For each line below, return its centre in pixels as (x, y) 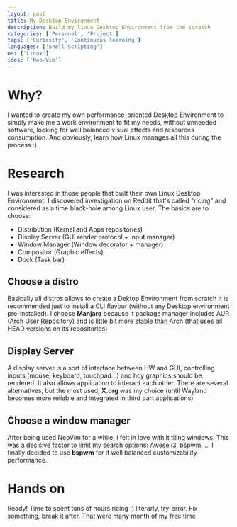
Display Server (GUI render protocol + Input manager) (96, 237)
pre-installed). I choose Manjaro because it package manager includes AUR (118, 314)
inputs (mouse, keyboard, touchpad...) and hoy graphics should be (105, 375)
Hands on (36, 489)
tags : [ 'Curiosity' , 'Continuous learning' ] (74, 40)
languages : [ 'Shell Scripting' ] (55, 47)
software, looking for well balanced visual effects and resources (101, 130)
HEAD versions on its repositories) (57, 329)
